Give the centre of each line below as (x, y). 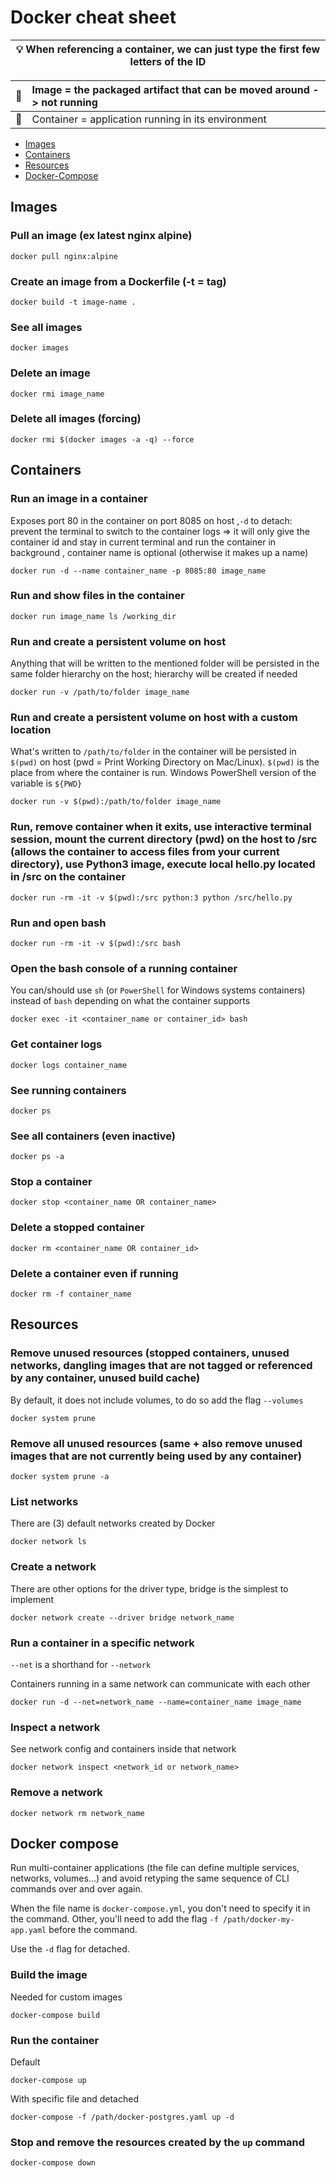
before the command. (93, 1930)
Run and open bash (58, 923)
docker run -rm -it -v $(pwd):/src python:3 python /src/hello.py (151, 897)
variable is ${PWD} (46, 783)
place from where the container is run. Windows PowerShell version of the (163, 773)
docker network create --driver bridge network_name (122, 1617)
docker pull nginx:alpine (64, 256)
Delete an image (50, 373)
